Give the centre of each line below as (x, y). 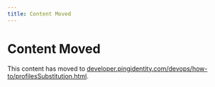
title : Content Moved (39, 14)
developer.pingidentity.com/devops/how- (147, 69)
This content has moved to (46, 69)
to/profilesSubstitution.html (47, 76)
